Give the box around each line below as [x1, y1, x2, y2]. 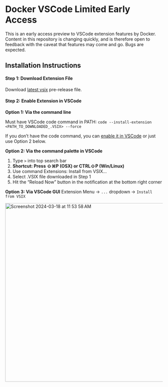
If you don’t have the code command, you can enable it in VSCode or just [5, 133, 156, 139]
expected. [5, 47, 26, 53]
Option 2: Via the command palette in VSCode [5, 148, 102, 154]
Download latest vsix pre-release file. [5, 86, 82, 92]
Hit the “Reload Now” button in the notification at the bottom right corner [12, 179, 162, 185]
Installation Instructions [5, 61, 81, 70]
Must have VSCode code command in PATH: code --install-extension [5, 119, 152, 125]
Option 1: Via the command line [5, 109, 71, 115]
